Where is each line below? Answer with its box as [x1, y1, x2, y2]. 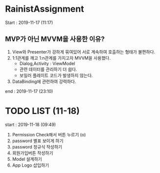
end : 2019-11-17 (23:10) [5, 88, 53, 94]
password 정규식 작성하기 [12, 144, 63, 150]
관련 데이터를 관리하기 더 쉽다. [19, 66, 77, 72]
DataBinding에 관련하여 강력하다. [12, 78, 76, 84]
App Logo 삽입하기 [12, 162, 49, 168]
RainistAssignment [5, 3, 84, 15]
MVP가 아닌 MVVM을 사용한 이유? [5, 35, 105, 43]
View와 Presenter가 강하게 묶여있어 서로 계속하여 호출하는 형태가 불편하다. [12, 49, 156, 55]
